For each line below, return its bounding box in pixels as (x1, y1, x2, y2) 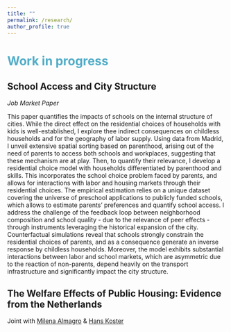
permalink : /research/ (7, 17, 73, 24)
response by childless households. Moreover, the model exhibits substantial (7, 245, 224, 254)
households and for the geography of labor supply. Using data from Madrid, (7, 135, 224, 143)
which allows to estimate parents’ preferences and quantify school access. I (7, 201, 224, 209)
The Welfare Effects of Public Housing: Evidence (7, 288, 222, 299)
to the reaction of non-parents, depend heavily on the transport (7, 260, 189, 268)
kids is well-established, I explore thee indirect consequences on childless (7, 127, 220, 135)
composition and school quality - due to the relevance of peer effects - (7, 216, 210, 224)
